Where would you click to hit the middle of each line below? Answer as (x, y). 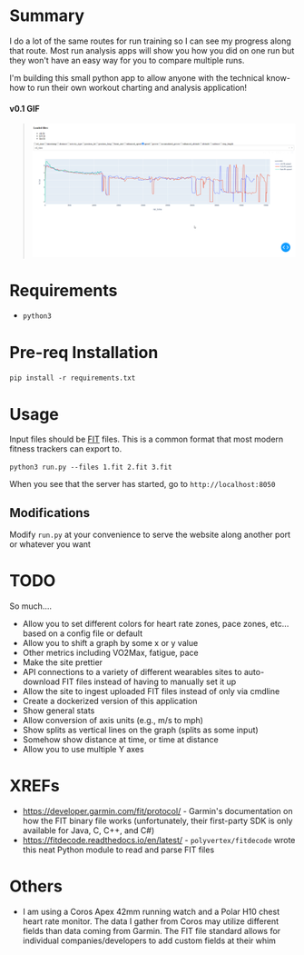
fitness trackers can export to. (66, 449)
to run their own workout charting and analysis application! (137, 87)
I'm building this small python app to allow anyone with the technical (137, 77)
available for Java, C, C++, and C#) (88, 831)
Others (36, 886)
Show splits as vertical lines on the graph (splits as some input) (140, 730)
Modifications (50, 513)
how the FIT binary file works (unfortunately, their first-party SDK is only (157, 821)
